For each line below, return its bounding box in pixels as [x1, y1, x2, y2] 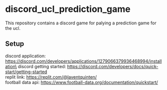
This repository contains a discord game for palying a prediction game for [5, 20, 157, 26]
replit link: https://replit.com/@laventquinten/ [5, 74, 97, 80]
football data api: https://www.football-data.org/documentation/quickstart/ [5, 79, 159, 85]
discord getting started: [17, 63, 66, 69]
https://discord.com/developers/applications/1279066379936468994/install [5, 58, 162, 64]
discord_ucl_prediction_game [5, 3, 131, 15]
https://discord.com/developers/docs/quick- [67, 63, 159, 69]
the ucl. [5, 25, 21, 31]
